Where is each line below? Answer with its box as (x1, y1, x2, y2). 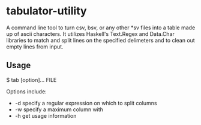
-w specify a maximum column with (14, 106, 104, 113)
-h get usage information (14, 112, 77, 119)
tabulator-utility (6, 4, 87, 18)
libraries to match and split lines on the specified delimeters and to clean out (6, 36, 195, 44)
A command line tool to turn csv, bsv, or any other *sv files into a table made (6, 24, 196, 31)
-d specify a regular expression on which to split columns (14, 99, 157, 106)
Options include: (6, 88, 47, 95)
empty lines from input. (6, 43, 64, 50)
